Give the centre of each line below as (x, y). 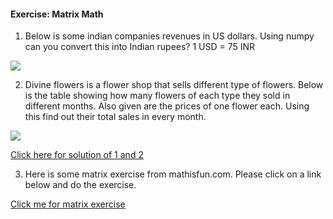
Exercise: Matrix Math (57, 14)
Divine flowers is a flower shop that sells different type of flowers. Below (174, 85)
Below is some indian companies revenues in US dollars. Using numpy (169, 36)
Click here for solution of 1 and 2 (77, 155)
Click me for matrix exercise (68, 204)
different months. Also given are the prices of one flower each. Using (167, 106)
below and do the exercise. (80, 185)
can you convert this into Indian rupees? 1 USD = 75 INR (140, 47)
